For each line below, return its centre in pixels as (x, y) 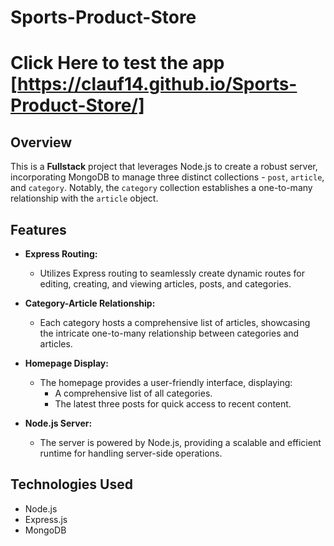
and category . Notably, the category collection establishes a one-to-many (161, 188)
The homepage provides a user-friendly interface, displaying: (166, 382)
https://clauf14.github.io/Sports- (157, 84)
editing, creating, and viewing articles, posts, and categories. (165, 284)
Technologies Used (71, 484)
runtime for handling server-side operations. (131, 453)
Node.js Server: (58, 423)
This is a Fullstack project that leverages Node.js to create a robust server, (164, 167)
